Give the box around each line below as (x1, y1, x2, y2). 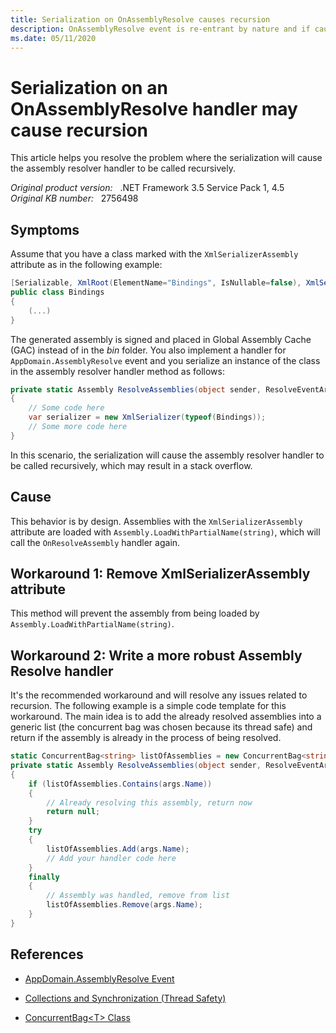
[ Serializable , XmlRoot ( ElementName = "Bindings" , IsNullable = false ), (10, 278, 302, 288)
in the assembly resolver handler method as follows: (10, 365, 225, 377)
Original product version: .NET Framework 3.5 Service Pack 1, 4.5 (10, 182, 285, 194)
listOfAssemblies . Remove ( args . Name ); (46, 900, 203, 910)
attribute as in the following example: (10, 259, 163, 271)
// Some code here (28, 403, 105, 413)
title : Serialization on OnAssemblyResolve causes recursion (10, 14, 271, 25)
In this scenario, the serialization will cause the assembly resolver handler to (10, 449, 325, 461)
